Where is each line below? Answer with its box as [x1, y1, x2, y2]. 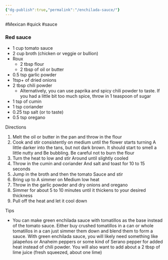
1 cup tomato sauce [12, 45, 53, 51]
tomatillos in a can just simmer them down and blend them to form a [12, 228, 153, 234]
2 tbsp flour [20, 61, 44, 67]
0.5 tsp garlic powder [12, 71, 57, 78]
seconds [12, 166, 31, 172]
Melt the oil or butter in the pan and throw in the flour [12, 134, 122, 140]
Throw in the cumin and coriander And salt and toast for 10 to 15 [12, 160, 145, 166]
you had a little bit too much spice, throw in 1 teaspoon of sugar [20, 93, 151, 99]
